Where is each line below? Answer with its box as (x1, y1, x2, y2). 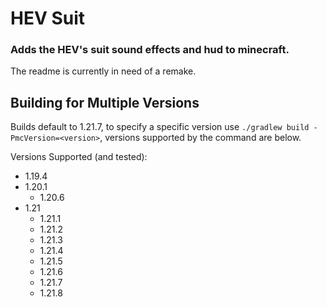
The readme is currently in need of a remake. (10, 65, 197, 77)
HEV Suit (10, 7, 86, 30)
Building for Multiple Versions (10, 94, 200, 111)
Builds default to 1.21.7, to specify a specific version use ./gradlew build (10, 121, 310, 133)
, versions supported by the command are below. (99, 132, 302, 144)
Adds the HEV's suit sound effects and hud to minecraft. (10, 43, 290, 57)
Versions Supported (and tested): (10, 151, 148, 163)
